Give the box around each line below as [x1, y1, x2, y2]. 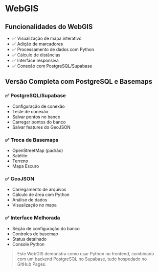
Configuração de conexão [12, 103, 65, 109]
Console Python [12, 241, 45, 247]
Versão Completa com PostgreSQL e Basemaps [5, 77, 153, 86]
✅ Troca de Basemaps [5, 136, 59, 143]
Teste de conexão [12, 108, 48, 114]
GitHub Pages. [17, 261, 46, 267]
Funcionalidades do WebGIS [5, 23, 93, 31]
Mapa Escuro [12, 163, 39, 169]
